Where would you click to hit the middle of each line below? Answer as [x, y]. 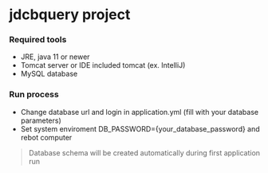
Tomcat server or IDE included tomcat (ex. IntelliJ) [103, 65]
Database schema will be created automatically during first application [144, 152]
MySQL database [49, 74]
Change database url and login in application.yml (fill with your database [139, 112]
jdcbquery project [70, 15]
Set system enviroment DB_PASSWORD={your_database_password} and [140, 128]
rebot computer [46, 137]
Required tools [38, 40]
